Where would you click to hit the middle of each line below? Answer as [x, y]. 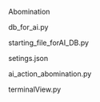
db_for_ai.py [28, 27]
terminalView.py [35, 89]
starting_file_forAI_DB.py [49, 43]
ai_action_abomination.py [50, 74]
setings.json [28, 58]
